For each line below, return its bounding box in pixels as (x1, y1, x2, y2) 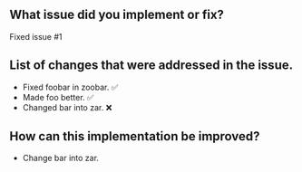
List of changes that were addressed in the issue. (9, 58, 293, 73)
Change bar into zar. (22, 153, 100, 164)
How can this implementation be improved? (9, 129, 260, 144)
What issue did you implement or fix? (9, 7, 225, 23)
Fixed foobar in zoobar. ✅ (22, 81, 119, 92)
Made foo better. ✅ (22, 91, 94, 102)
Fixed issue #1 (9, 31, 63, 42)
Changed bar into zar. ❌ (22, 101, 112, 112)
